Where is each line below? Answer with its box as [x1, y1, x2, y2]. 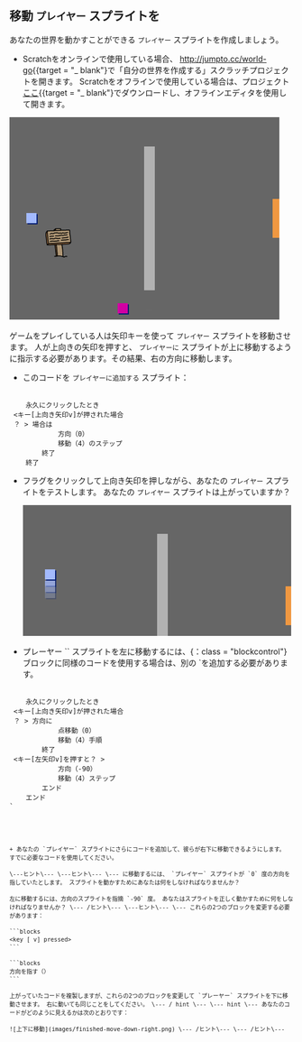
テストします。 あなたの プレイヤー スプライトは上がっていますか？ [46, 486, 291, 497]
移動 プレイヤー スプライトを [9, 8, 160, 24]
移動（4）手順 [57, 735, 103, 744]
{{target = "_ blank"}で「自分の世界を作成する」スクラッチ [32, 64, 250, 75]
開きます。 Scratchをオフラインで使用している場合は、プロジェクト [38, 76, 290, 87]
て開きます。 [22, 98, 70, 109]
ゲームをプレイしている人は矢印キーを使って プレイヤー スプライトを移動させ [9, 330, 291, 341]
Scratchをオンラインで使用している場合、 [22, 53, 178, 64]
